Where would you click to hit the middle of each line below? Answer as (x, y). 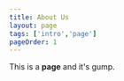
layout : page (33, 26)
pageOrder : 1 (33, 42)
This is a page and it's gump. (62, 67)
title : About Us (39, 17)
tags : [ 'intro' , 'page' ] (53, 33)
